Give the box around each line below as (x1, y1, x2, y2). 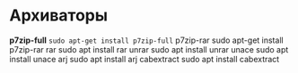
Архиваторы (9, 5, 109, 26)
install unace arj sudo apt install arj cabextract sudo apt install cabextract (9, 53, 280, 64)
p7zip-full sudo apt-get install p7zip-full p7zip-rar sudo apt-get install (9, 35, 285, 45)
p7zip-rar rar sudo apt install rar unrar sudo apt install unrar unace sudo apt (9, 44, 289, 54)
